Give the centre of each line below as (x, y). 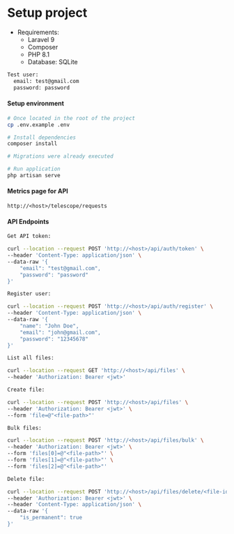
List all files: (31, 358)
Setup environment (36, 103)
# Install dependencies (42, 138)
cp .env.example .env (39, 125)
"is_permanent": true (51, 518)
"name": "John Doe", (49, 326)
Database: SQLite (53, 61)
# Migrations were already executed (60, 156)
